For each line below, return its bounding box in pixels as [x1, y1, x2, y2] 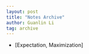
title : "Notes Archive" [6, 14, 65, 20]
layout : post [6, 8, 39, 15]
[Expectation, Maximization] [14, 42, 84, 49]
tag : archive [6, 25, 39, 31]
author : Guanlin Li [6, 20, 55, 26]
